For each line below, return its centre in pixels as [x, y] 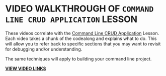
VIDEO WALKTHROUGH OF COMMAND [79, 9]
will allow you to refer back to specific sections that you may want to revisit [83, 43]
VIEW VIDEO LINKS [26, 68]
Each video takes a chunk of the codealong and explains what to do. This [81, 38]
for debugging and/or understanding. [44, 49]
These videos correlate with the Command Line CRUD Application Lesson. [82, 33]
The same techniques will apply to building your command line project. [78, 58]
